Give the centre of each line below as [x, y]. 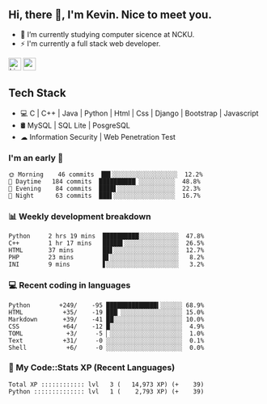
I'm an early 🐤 [36, 158]
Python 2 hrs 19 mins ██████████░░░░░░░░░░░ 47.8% [106, 236]
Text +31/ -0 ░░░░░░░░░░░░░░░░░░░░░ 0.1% [106, 340]
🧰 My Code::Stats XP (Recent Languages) [92, 368]
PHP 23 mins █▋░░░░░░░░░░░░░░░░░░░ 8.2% [106, 258]
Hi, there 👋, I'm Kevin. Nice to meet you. [110, 15]
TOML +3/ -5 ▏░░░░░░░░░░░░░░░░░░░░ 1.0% [106, 333]
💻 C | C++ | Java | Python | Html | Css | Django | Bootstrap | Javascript [139, 113]
